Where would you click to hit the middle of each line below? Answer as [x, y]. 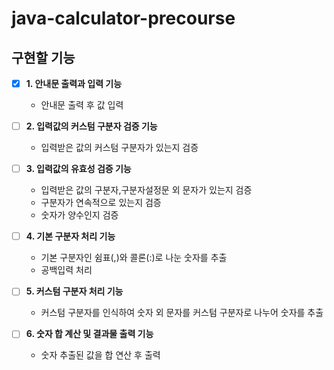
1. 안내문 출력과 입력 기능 [74, 83]
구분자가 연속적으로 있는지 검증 [101, 203]
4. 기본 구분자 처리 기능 [70, 236]
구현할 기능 [43, 57]
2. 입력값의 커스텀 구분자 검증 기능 [91, 126]
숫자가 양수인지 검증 [79, 215]
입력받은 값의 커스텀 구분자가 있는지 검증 [119, 148]
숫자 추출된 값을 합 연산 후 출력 [100, 355]
